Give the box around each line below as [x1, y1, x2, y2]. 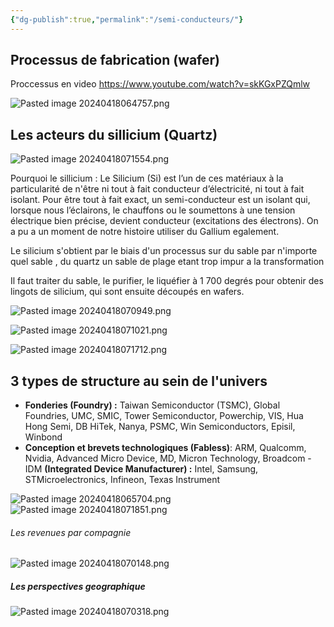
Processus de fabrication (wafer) [10, 52, 221, 69]
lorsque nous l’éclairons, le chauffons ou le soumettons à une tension [10, 204, 296, 216]
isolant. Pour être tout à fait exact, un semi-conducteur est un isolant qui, [10, 194, 311, 206]
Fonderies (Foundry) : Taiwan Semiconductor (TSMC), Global [24, 399, 281, 411]
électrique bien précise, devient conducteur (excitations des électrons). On [10, 215, 319, 227]
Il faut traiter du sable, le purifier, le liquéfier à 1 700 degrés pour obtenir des [10, 275, 324, 287]
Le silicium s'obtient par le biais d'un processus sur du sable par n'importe [10, 245, 318, 257]
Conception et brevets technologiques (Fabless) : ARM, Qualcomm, [24, 442, 307, 454]
